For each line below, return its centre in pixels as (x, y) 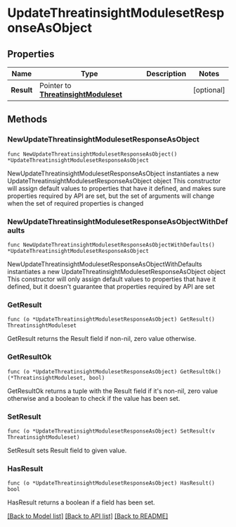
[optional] (209, 90)
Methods (27, 119)
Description (166, 74)
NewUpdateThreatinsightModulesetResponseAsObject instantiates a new (113, 173)
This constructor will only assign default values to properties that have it (112, 279)
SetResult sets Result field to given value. (67, 450)
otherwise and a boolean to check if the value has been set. (94, 398)
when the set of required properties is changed (76, 203)
